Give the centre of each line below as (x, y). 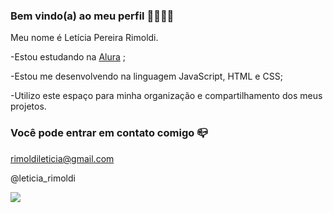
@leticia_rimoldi (43, 178)
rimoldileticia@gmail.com (62, 158)
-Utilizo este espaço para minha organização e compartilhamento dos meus (166, 96)
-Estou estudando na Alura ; (68, 57)
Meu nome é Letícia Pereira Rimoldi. (84, 38)
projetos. (28, 106)
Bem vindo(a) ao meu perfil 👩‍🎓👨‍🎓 (92, 16)
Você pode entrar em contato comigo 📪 (109, 133)
